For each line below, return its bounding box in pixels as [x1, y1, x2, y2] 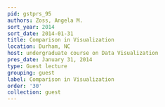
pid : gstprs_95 [7, 10, 52, 18]
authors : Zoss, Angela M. [7, 17, 83, 24]
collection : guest [7, 89, 61, 96]
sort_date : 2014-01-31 [7, 30, 74, 37]
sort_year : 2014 [7, 23, 55, 30]
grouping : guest [7, 69, 55, 76]
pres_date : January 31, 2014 [7, 56, 93, 63]
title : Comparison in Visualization [7, 37, 114, 44]
